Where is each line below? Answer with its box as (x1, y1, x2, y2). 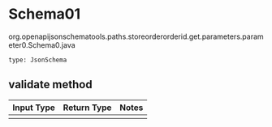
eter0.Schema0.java (8, 40, 76, 49)
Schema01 (8, 5, 81, 23)
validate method (8, 78, 93, 91)
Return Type (63, 102, 112, 113)
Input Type (12, 102, 55, 113)
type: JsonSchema (8, 56, 67, 64)
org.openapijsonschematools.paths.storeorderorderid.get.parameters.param (8, 32, 264, 41)
